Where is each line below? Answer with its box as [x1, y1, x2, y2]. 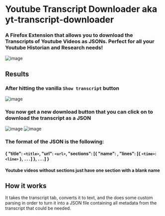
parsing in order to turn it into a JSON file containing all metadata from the [5, 200, 157, 206]
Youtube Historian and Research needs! [5, 44, 103, 51]
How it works [5, 181, 47, 190]
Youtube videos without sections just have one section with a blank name [5, 167, 160, 173]
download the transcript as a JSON [5, 115, 91, 122]
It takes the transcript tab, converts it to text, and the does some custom [5, 195, 153, 201]
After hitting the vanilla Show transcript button [5, 84, 119, 91]
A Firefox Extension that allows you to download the [5, 32, 133, 39]
